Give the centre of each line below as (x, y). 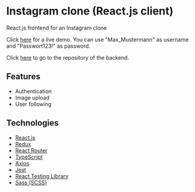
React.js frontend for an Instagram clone (57, 28)
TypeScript (29, 157)
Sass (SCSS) (31, 182)
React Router (31, 150)
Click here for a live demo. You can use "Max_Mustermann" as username (97, 39)
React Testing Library (41, 176)
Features (23, 77)
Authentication (33, 91)
